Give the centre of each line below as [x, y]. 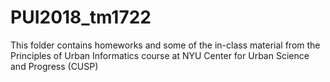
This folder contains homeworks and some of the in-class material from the [165, 45]
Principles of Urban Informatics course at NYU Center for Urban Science [160, 55]
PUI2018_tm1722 [81, 17]
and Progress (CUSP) [54, 66]
